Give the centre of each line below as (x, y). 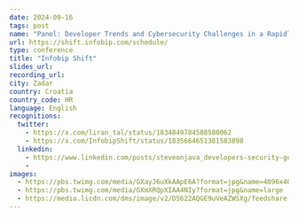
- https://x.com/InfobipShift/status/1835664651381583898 (134, 141)
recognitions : (35, 116)
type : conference (41, 50)
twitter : (33, 125)
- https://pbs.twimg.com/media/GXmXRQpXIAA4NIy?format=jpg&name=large (150, 190)
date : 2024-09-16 (41, 17)
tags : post (29, 26)
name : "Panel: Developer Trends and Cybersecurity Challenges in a (137, 34)
